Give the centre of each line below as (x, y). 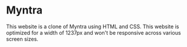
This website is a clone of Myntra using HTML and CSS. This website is (93, 26)
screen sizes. (22, 39)
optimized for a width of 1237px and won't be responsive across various (93, 32)
